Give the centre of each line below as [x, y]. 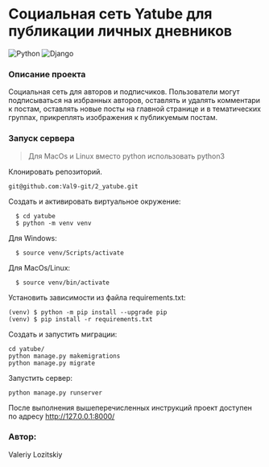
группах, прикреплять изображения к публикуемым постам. [113, 118]
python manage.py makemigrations [64, 356]
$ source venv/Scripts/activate [70, 253]
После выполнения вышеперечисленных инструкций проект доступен [130, 407]
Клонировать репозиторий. [56, 172]
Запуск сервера [41, 138]
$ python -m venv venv [54, 223]
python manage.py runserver [56, 393]
